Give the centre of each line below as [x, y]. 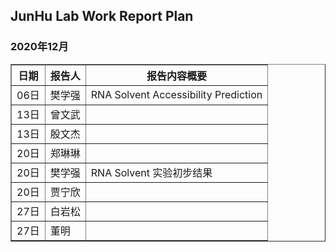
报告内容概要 [176, 76]
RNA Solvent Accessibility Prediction [176, 94]
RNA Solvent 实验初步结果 [151, 172]
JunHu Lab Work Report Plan [102, 16]
